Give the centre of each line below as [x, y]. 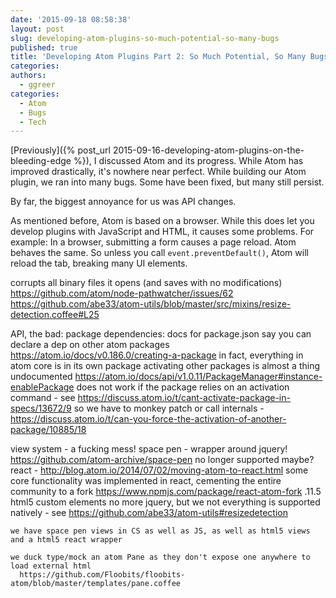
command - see [43, 398]
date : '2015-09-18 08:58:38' [71, 19]
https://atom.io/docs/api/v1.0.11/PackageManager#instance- [198, 377]
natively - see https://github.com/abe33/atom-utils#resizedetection [149, 513]
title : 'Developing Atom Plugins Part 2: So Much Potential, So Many [158, 57]
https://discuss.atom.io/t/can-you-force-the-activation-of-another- [148, 419]
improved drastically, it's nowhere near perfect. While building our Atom [158, 172]
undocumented [41, 377]
